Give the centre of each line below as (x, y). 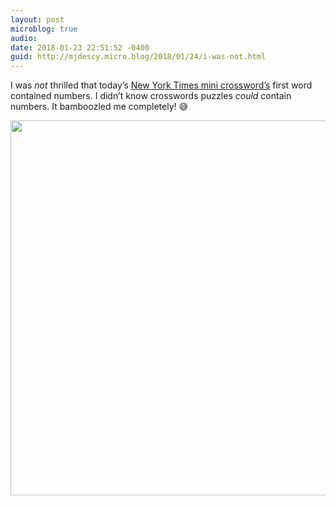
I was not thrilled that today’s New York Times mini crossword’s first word (161, 85)
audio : (24, 38)
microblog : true (44, 29)
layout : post (37, 19)
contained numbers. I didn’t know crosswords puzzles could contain (151, 96)
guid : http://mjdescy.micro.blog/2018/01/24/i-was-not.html (138, 57)
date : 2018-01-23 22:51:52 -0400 (80, 47)
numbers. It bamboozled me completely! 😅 (99, 107)
